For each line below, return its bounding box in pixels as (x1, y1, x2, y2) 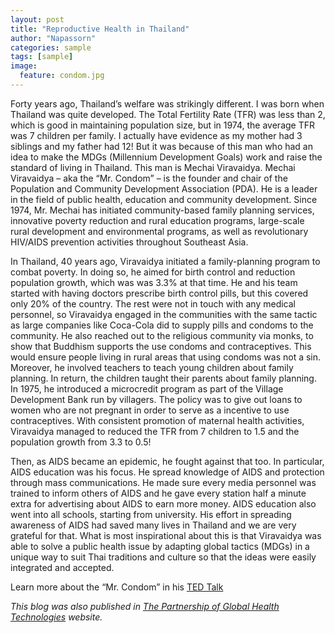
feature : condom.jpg (19, 71, 105, 81)
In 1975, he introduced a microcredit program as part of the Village (10, 382, 284, 395)
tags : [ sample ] (10, 52, 74, 62)
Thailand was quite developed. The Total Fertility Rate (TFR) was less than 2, (10, 108, 326, 120)
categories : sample (10, 42, 92, 53)
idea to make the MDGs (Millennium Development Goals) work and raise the (10, 151, 323, 163)
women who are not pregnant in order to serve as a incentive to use (10, 404, 290, 416)
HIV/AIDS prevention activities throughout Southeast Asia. (10, 236, 249, 248)
